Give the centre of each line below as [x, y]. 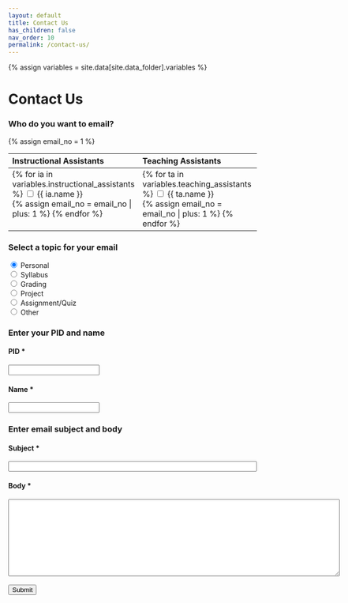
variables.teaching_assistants [197, 184]
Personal [35, 265]
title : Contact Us [38, 23]
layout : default [35, 15]
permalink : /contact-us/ [49, 45]
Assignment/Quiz [49, 303]
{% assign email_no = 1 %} [52, 141]
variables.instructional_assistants [74, 184]
